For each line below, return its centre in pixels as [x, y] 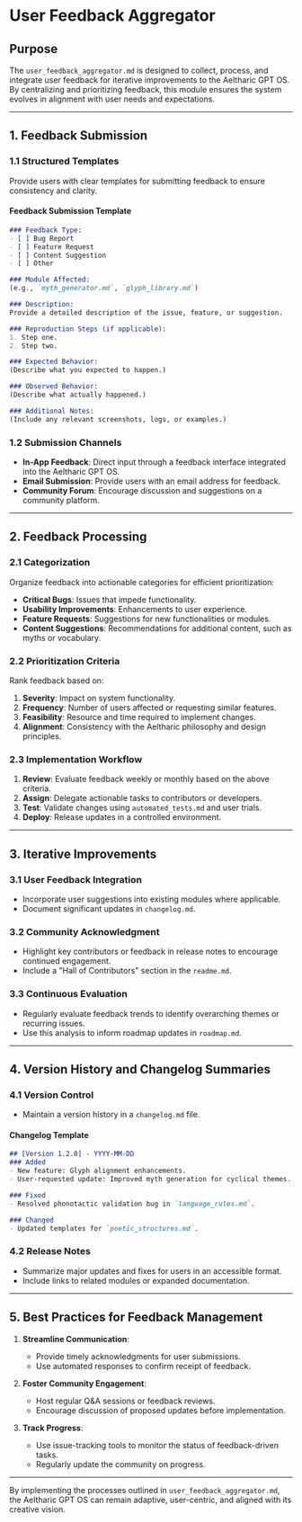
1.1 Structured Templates [64, 161]
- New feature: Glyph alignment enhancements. [98, 1171]
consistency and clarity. [53, 191]
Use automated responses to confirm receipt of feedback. [143, 1366]
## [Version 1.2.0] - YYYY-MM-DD [72, 1154]
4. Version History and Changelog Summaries [140, 1069]
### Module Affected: [50, 280]
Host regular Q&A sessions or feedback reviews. [125, 1401]
